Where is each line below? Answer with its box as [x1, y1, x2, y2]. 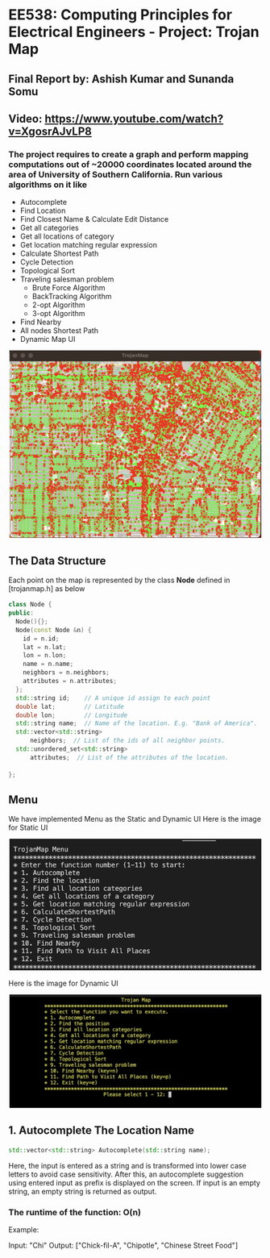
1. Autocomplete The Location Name [8, 1123, 195, 1138]
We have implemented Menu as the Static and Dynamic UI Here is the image [8, 814, 262, 824]
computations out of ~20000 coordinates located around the [8, 159, 252, 170]
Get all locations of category [19, 231, 114, 241]
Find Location [19, 206, 66, 215]
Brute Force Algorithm [31, 283, 106, 293]
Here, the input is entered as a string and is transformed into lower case [8, 1160, 247, 1170]
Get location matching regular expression [19, 240, 157, 250]
